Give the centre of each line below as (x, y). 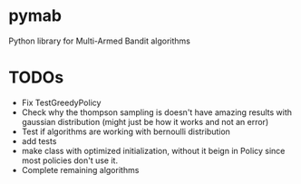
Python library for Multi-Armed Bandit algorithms (100, 41)
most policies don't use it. (70, 160)
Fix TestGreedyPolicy (61, 102)
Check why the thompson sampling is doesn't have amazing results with (156, 112)
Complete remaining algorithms (80, 169)
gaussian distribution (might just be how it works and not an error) (145, 121)
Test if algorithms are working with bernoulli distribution (126, 131)
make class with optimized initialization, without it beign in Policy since (153, 150)
